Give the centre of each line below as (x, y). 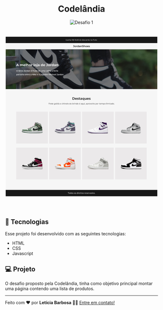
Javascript (23, 253)
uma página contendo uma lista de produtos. (50, 288)
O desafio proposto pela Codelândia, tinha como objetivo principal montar (79, 283)
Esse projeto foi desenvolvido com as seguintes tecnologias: (65, 233)
